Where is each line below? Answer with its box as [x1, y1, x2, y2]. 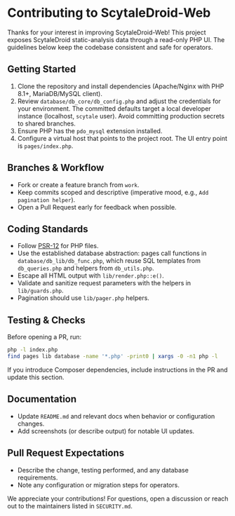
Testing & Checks [7, 314, 86, 326]
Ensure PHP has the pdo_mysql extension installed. [17, 126, 163, 135]
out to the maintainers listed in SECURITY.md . [7, 501, 133, 510]
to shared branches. [17, 119, 76, 128]
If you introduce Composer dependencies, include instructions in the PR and [7, 365, 228, 374]
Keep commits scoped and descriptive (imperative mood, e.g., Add [17, 188, 209, 196]
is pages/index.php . [17, 142, 74, 150]
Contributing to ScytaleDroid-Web [7, 5, 211, 21]
